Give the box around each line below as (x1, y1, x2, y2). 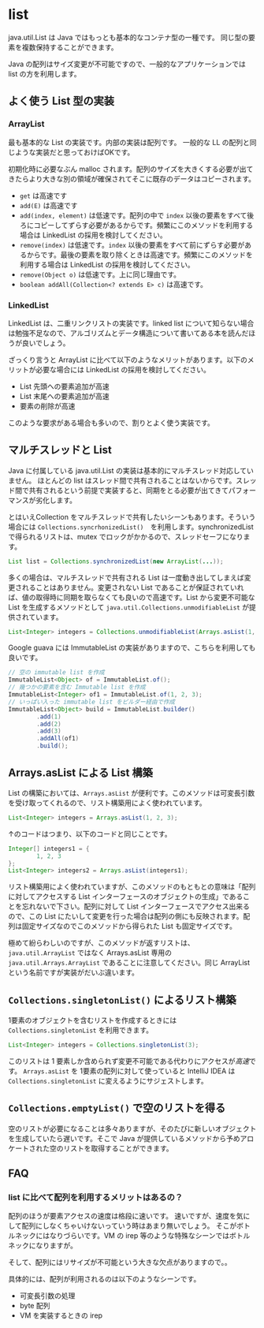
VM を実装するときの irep (19, 1311, 103, 1320)
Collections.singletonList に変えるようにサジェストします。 (8, 1076, 209, 1085)
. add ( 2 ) (36, 720, 61, 728)
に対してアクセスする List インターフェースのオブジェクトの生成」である (8, 892, 244, 901)
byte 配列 (19, 1301, 50, 1311)
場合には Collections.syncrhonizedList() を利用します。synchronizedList (8, 522, 254, 532)
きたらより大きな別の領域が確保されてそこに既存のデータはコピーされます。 (8, 173, 256, 183)
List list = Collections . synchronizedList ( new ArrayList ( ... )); (8, 558, 224, 565)
